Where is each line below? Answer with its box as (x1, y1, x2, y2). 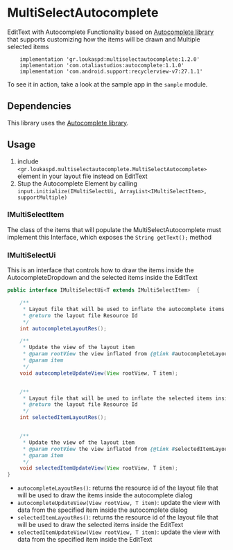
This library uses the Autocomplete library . (7, 118, 129, 127)
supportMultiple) (17, 194, 68, 201)
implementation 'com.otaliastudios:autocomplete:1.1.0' (19, 62, 185, 69)
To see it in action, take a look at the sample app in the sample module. (7, 80, 208, 88)
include (17, 157, 39, 166)
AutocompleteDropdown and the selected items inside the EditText (7, 274, 198, 282)
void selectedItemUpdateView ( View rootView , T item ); (19, 465, 178, 472)
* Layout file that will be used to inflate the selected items (22, 395, 213, 402)
